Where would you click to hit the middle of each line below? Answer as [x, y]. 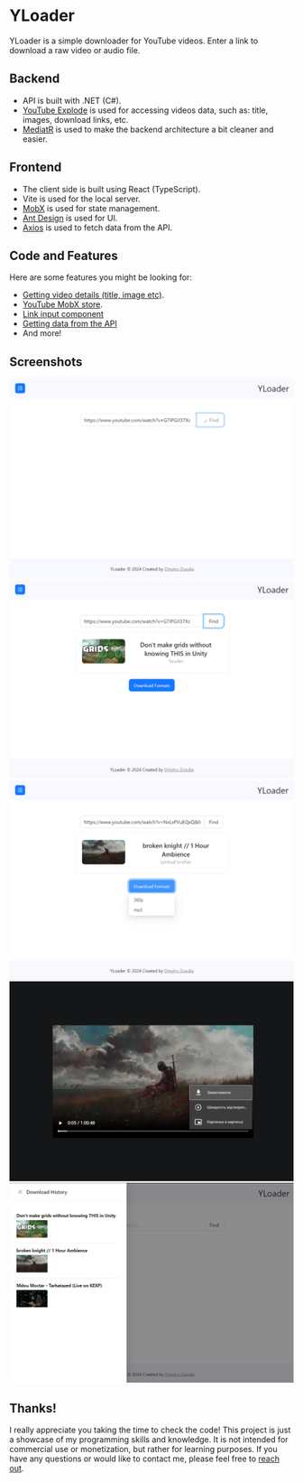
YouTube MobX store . [63, 304]
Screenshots [46, 362]
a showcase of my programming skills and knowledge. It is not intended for [149, 1439]
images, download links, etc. [75, 119]
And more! [42, 333]
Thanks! [33, 1408]
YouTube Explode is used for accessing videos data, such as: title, [145, 110]
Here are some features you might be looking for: [101, 277]
